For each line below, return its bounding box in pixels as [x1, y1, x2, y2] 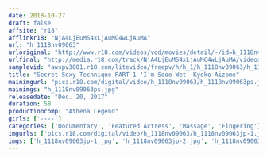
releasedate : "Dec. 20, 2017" [8, 93, 109, 101]
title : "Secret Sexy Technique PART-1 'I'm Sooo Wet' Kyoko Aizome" [8, 71, 240, 78]
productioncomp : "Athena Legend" [8, 108, 119, 116]
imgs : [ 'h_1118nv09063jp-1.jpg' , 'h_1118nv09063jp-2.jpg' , [8, 136, 208, 145]
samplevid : [8, 63, 44, 71]
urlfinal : [8, 56, 41, 64]
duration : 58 [8, 100, 52, 108]
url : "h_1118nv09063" [8, 41, 80, 49]
